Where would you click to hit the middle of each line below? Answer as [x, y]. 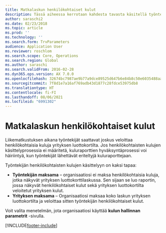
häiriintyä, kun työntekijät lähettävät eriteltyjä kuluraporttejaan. [69, 156]
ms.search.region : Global [32, 60]
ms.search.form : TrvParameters [37, 42]
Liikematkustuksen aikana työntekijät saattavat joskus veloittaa [69, 140]
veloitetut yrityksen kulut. [38, 190]
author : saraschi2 [24, 19]
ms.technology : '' [24, 38]
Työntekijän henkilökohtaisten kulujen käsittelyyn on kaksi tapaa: [71, 165]
